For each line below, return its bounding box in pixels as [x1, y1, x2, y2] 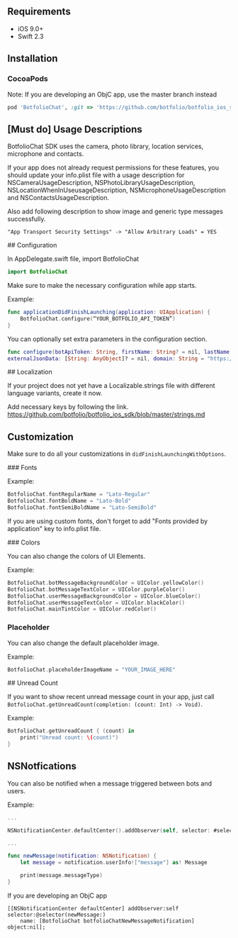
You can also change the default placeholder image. [7, 638, 159, 647]
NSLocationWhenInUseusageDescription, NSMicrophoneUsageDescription [7, 186, 226, 194]
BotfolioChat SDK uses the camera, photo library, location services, [7, 142, 204, 151]
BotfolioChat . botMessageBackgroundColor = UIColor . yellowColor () [7, 579, 204, 586]
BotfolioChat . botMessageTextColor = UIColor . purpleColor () [7, 586, 186, 593]
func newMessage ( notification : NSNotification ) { [7, 852, 157, 860]
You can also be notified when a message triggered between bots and [7, 779, 212, 788]
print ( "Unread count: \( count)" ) [20, 734, 119, 742]
